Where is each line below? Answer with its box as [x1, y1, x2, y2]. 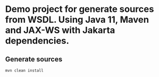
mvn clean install [5, 68, 44, 73]
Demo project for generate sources [5, 3, 154, 15]
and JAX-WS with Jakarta [5, 25, 115, 36]
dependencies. [5, 35, 69, 47]
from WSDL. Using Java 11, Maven [5, 14, 149, 25]
